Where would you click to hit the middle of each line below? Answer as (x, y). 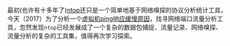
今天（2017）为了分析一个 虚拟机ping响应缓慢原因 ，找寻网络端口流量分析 (112, 19)
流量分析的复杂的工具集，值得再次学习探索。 (72, 36)
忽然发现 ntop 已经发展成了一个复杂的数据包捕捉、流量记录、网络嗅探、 (121, 27)
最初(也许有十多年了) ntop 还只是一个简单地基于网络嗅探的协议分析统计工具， (117, 10)
